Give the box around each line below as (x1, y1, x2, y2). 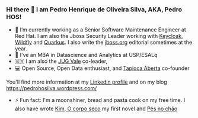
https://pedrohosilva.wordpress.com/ (6, 85, 97, 92)
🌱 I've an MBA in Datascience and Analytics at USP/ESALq (14, 52, 158, 59)
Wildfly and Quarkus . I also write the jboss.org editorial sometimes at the (14, 39, 193, 46)
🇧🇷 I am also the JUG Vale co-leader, (14, 58, 108, 65)
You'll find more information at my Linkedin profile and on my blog (6, 78, 167, 85)
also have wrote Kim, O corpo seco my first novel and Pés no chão (14, 105, 178, 112)
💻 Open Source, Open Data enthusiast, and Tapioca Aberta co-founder (14, 65, 190, 72)
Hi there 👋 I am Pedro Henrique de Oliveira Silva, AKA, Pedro (6, 5, 183, 14)
